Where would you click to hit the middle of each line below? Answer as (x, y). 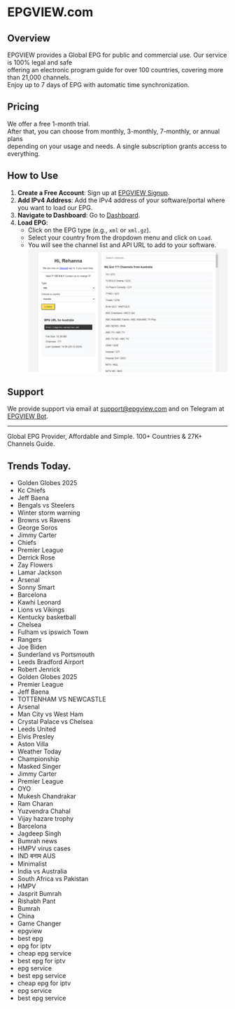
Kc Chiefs (31, 490)
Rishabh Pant (36, 901)
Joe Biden (32, 647)
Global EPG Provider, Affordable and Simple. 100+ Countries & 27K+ (105, 437)
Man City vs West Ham (50, 714)
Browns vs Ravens (44, 520)
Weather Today (39, 751)
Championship (38, 758)
